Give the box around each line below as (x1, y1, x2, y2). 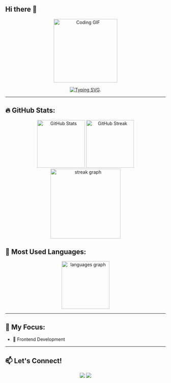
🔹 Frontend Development (12, 336, 65, 342)
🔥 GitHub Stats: (5, 106, 55, 115)
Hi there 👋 (5, 5, 37, 14)
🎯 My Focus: (5, 322, 45, 331)
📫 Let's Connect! (5, 357, 62, 365)
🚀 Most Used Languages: (5, 248, 87, 256)
